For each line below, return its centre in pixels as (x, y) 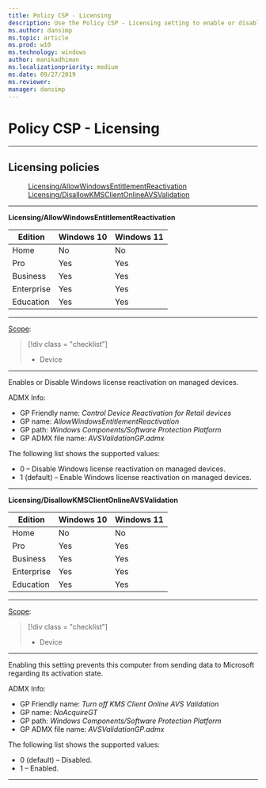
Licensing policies (54, 167)
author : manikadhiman (44, 60)
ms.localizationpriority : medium (63, 67)
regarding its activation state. (56, 673)
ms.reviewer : (30, 82)
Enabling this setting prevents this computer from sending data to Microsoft (131, 665)
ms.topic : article (38, 38)
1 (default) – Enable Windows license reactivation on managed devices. (135, 478)
